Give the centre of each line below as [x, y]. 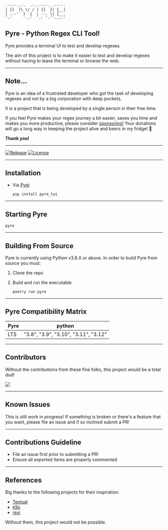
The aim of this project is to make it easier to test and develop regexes [77, 55]
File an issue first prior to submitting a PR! [55, 454]
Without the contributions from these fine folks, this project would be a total [83, 369]
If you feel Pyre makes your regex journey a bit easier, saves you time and [81, 118]
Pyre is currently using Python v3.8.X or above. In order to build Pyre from [81, 258]
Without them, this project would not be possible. [56, 522]
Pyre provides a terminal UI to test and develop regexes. [63, 46]
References [23, 480]
